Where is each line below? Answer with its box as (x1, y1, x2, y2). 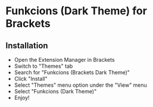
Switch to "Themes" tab (14, 62, 73, 70)
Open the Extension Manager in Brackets (14, 56, 115, 63)
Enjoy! (14, 94, 30, 101)
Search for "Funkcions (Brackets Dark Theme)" (14, 69, 130, 75)
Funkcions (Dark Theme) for (5, 4, 147, 18)
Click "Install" (14, 75, 48, 82)
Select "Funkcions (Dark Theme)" (14, 88, 97, 95)
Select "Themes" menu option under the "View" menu (14, 81, 147, 89)
